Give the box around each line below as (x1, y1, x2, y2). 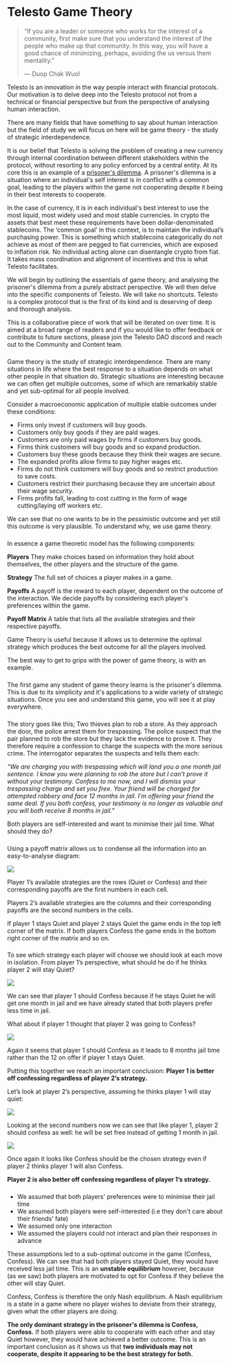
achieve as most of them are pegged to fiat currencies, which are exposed (7, 240, 218, 248)
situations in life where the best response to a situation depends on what (7, 365, 213, 373)
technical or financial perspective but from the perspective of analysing (7, 97, 210, 105)
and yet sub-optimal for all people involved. (7, 387, 131, 395)
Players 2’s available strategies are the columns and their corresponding (7, 898, 212, 907)
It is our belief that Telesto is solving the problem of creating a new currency (7, 146, 223, 154)
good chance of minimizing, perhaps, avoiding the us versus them (23, 49, 212, 57)
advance (16, 1237, 43, 1245)
